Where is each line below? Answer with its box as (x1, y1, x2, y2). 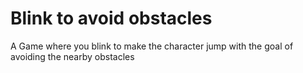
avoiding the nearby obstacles (10, 50, 135, 62)
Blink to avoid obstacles (10, 7, 213, 30)
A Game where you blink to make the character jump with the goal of (10, 40, 294, 52)
